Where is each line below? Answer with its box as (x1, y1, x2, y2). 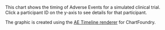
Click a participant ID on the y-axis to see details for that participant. (5, 9, 147, 15)
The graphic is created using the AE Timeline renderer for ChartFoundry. (5, 19, 156, 25)
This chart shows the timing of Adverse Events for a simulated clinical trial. (5, 4, 160, 10)
